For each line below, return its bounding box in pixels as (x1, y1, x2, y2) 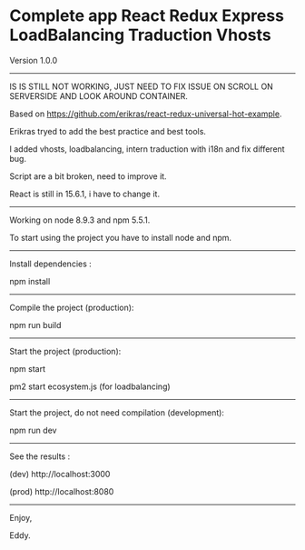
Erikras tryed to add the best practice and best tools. (9, 125, 207, 136)
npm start (9, 363, 46, 374)
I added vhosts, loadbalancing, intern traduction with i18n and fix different (9, 143, 285, 155)
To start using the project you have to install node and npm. (9, 232, 232, 243)
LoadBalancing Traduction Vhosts (9, 25, 271, 45)
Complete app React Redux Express (9, 5, 284, 26)
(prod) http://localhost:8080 (9, 485, 114, 496)
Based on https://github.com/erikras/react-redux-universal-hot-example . (9, 108, 282, 119)
